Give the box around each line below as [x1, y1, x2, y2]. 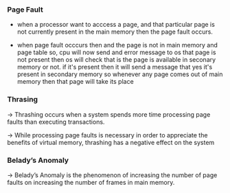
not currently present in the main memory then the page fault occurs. [16, 27, 213, 36]
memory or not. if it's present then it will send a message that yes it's [16, 63, 213, 71]
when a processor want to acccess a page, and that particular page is [16, 21, 215, 29]
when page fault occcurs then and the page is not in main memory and [16, 41, 218, 49]
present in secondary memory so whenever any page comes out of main [16, 70, 223, 78]
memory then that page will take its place [16, 78, 134, 86]
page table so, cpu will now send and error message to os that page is [16, 48, 216, 56]
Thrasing [7, 95, 38, 104]
